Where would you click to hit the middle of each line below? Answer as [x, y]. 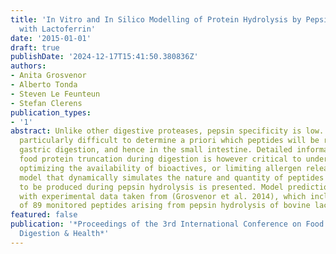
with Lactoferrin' [58, 29]
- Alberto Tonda [44, 85]
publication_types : [51, 112]
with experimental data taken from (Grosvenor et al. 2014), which [163, 196]
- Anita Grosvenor [48, 76]
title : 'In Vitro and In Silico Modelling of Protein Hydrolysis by [156, 19]
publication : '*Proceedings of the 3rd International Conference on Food [167, 224]
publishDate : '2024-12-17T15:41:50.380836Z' [104, 57]
